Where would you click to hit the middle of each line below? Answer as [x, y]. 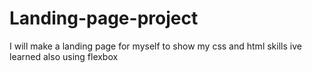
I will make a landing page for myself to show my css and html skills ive [155, 46]
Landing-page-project [104, 18]
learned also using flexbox [64, 56]
